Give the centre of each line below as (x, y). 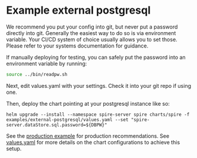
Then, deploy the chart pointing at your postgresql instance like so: (88, 103)
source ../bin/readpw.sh (37, 74)
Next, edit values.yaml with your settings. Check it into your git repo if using (99, 86)
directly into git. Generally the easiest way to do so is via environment (91, 33)
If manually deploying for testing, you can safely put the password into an (96, 57)
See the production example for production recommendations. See (88, 136)
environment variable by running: (47, 64)
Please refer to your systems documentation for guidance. (77, 46)
